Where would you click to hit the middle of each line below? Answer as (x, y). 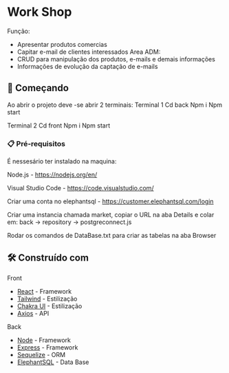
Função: (19, 31)
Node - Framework (44, 340)
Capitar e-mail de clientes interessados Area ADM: (89, 52)
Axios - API (33, 313)
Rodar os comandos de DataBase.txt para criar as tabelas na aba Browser (112, 236)
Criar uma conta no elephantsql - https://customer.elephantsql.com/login (111, 201)
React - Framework (44, 291)
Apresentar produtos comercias (62, 44)
